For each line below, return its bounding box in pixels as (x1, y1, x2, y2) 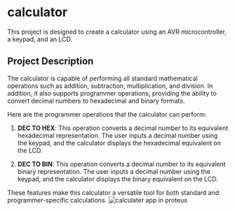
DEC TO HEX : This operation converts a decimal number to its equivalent (17, 124, 229, 132)
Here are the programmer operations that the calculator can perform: (7, 110, 207, 118)
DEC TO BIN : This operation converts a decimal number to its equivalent (17, 160, 226, 168)
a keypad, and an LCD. (7, 34, 73, 43)
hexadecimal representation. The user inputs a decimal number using (17, 131, 218, 139)
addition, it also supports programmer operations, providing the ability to (7, 89, 217, 97)
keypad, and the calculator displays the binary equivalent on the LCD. (17, 174, 219, 183)
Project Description (7, 56, 94, 68)
